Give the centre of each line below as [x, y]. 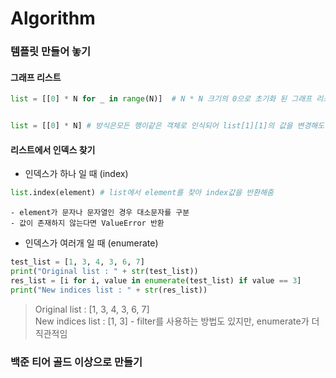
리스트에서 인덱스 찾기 [53, 149]
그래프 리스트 [36, 77]
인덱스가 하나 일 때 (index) [76, 174]
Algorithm [53, 18]
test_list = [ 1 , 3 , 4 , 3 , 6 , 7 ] [77, 262]
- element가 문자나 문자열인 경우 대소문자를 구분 [100, 213]
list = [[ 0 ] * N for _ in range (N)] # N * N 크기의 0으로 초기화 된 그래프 [161, 99]
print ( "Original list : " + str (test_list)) [104, 272]
